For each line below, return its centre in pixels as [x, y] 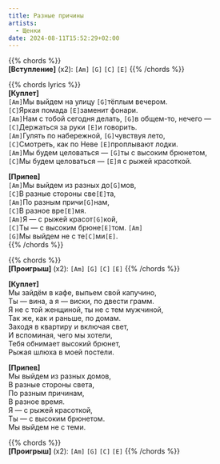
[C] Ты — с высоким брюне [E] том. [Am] [76, 228]
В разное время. [37, 402]
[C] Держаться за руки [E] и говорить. [73, 127]
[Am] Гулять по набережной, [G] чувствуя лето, [87, 136]
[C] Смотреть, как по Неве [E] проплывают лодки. [93, 144]
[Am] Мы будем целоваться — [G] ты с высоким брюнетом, [108, 153]
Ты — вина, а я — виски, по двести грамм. [81, 302]
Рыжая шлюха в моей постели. [61, 352]
